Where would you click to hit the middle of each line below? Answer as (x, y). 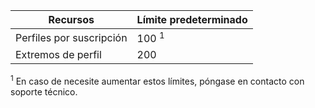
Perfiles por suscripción (71, 37)
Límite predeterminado (192, 19)
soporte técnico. (44, 91)
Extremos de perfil (58, 55)
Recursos (71, 19)
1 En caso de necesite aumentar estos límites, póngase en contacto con (157, 80)
